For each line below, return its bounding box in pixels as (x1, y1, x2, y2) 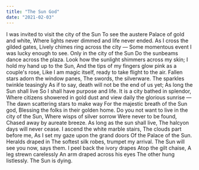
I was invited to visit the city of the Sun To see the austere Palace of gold (6, 30, 185, 37)
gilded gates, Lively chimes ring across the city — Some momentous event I (6, 43, 192, 51)
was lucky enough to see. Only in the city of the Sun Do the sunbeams (6, 49, 178, 56)
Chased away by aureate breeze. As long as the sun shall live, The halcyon (6, 119, 189, 126)
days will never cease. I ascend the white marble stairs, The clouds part (6, 125, 182, 133)
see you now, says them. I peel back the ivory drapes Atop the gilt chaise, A (6, 144, 192, 152)
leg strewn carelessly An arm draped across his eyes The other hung (6, 150, 175, 158)
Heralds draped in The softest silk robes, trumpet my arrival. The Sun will (6, 138, 185, 145)
